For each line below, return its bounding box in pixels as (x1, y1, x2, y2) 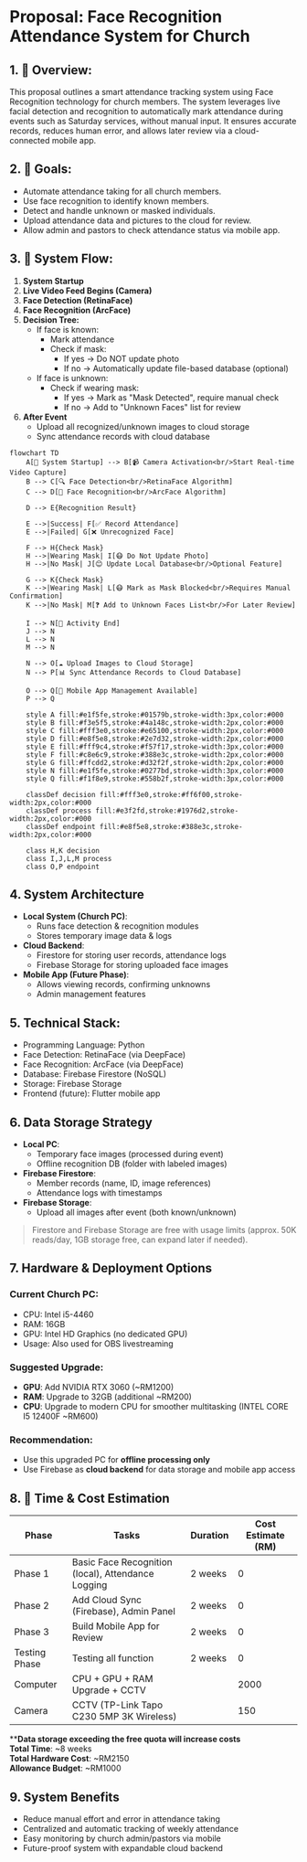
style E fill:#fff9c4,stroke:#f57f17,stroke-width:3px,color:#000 (26, 742, 284, 751)
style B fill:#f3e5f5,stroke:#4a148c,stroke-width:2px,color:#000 (26, 718, 284, 728)
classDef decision (26, 790, 96, 799)
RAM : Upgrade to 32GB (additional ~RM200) (22, 1391, 192, 1402)
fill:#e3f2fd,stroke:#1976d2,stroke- (95, 806, 239, 815)
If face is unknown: (36, 372, 109, 383)
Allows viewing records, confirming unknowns (36, 979, 211, 990)
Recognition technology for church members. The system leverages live (9, 96, 281, 107)
